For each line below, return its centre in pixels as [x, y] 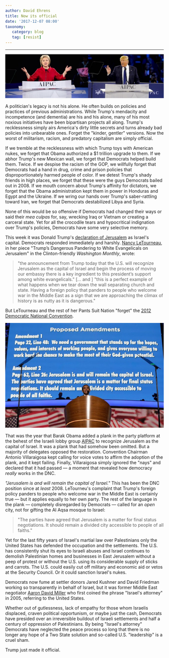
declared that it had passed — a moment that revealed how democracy [79, 468]
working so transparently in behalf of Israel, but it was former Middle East [81, 587]
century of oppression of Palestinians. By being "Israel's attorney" [74, 624]
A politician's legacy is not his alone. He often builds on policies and [75, 106]
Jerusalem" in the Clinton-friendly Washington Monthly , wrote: [70, 254]
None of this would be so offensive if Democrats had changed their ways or [83, 211]
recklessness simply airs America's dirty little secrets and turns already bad [84, 128]
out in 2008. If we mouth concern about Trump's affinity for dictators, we [81, 186]
